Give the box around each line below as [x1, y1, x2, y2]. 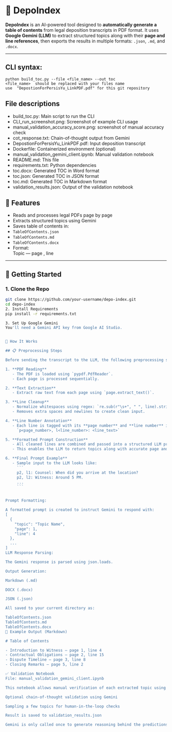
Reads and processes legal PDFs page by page [12, 212, 113, 218]
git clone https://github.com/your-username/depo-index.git [5, 297, 137, 302]
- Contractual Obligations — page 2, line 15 [5, 653, 104, 658]
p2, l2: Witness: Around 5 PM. [16, 475, 83, 480]
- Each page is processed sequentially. [12, 376, 100, 381]
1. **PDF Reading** [5, 366, 47, 372]
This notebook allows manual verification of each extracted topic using [5, 685, 166, 691]
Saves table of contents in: [12, 223, 69, 229]
